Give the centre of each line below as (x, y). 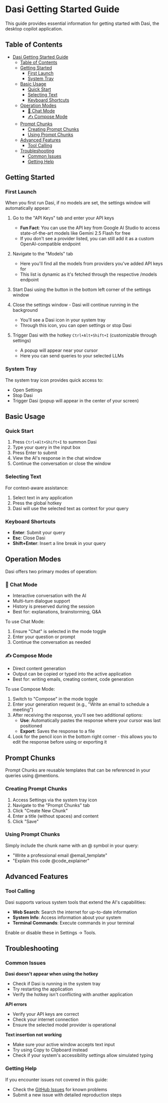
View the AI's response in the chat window (57, 458)
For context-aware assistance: (37, 488)
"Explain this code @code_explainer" (51, 861)
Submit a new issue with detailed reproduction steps (67, 1095)
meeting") (23, 710)
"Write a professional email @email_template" (60, 855)
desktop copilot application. (34, 28)
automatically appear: (28, 208)
